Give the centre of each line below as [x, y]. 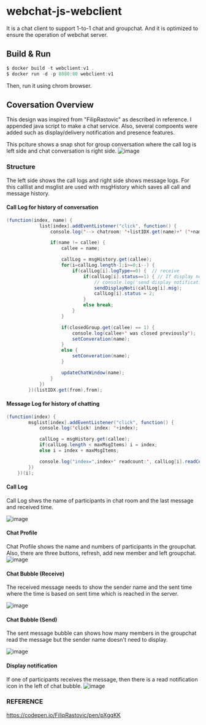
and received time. [30, 507]
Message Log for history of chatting [53, 404]
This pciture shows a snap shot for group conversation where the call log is [101, 145]
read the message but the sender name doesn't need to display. [87, 640]
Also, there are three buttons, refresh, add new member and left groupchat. [101, 553]
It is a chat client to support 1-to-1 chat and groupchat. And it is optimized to [102, 28]
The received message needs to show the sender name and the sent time [99, 587]
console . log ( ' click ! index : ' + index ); [89, 428]
